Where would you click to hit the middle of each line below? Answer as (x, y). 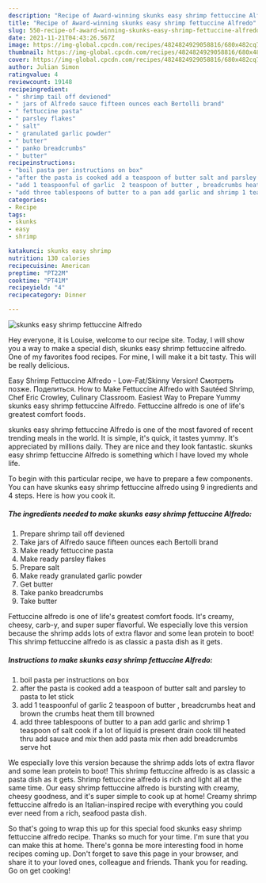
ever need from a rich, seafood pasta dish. (78, 812)
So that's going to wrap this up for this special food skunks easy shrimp (125, 828)
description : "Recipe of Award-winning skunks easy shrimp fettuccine (127, 15)
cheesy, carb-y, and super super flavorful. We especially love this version (128, 625)
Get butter (36, 584)
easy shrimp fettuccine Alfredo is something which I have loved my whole (129, 455)
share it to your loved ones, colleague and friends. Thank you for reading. (128, 862)
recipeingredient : (38, 89)
